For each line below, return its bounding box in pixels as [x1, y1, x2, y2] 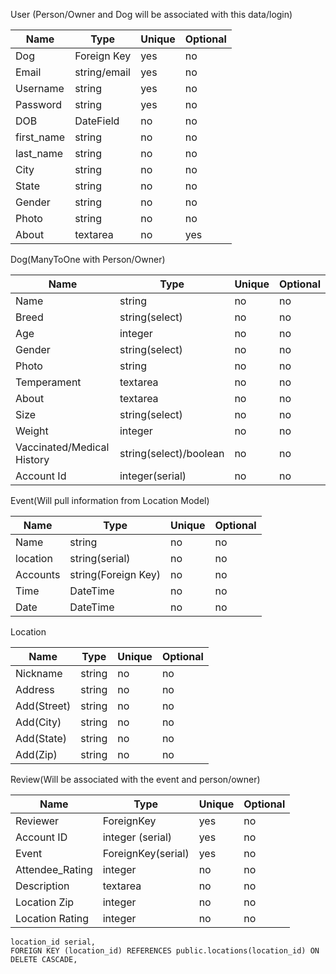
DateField [74, 114, 120, 128]
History [15, 453, 50, 466]
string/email [74, 65, 131, 79]
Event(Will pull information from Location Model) [10, 495, 210, 506]
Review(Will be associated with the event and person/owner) [10, 774, 261, 785]
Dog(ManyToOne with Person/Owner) [10, 254, 166, 265]
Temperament [15, 375, 82, 389]
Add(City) [15, 715, 62, 729]
